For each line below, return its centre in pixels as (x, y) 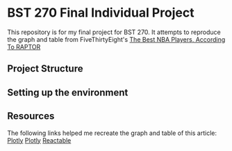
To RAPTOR (24, 47)
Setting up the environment (68, 92)
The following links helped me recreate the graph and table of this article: (112, 133)
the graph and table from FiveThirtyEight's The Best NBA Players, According (116, 39)
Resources (31, 116)
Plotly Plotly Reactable (39, 140)
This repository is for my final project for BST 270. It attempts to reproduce (114, 32)
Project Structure (45, 69)
